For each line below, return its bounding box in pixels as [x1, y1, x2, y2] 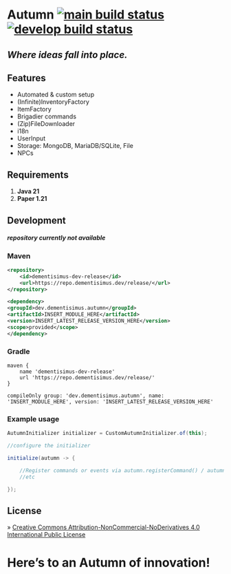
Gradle [7, 346, 30, 356]
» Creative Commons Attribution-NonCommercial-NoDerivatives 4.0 [7, 523, 201, 531]
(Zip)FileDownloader [16, 120, 76, 128]
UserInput [16, 134, 46, 142]
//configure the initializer [7, 443, 91, 449]
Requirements [7, 169, 69, 180]
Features [7, 72, 46, 84]
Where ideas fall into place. [7, 49, 128, 61]
